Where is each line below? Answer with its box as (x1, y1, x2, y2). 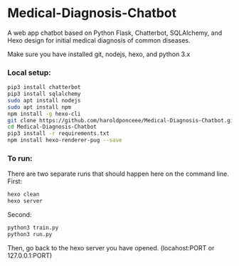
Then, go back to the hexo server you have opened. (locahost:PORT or (7, 243, 215, 252)
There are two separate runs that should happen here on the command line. (7, 169, 229, 179)
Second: (7, 211, 32, 219)
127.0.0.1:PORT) (7, 251, 53, 260)
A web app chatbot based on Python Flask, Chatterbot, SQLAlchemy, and (7, 28, 223, 37)
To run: (7, 154, 33, 164)
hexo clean (7, 191, 40, 198)
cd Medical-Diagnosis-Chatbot (7, 123, 97, 131)
